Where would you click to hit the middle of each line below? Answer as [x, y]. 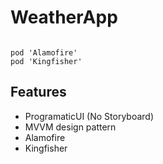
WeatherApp [64, 17]
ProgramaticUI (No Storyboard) [89, 116]
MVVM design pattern [70, 127]
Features [38, 92]
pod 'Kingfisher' [46, 61]
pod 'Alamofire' [44, 52]
